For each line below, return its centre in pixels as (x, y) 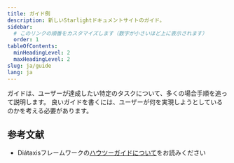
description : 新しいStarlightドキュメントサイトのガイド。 (86, 20)
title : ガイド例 (29, 14)
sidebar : (20, 27)
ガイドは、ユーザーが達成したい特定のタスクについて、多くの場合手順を (111, 93)
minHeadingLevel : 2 (42, 53)
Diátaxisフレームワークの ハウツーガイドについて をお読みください (111, 153)
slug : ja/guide (29, 66)
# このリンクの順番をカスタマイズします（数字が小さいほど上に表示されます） (111, 33)
